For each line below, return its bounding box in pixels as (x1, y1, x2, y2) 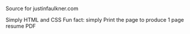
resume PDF (5, 23, 36, 29)
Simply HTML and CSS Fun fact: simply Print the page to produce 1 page (5, 16, 185, 23)
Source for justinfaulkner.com (5, 5, 79, 12)
